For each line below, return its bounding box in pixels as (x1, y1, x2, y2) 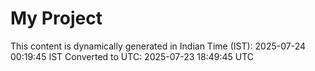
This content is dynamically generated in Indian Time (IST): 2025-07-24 (10, 40, 307, 52)
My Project (10, 7, 103, 30)
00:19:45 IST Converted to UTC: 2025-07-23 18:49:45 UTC (10, 50, 255, 62)
